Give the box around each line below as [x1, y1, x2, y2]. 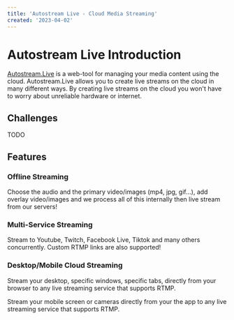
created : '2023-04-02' [7, 17, 73, 24]
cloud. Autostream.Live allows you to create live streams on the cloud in [7, 77, 214, 86]
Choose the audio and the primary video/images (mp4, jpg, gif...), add [7, 188, 208, 196]
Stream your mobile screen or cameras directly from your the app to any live [7, 297, 227, 305]
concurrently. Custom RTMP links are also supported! [7, 243, 161, 252]
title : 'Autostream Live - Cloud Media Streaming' [7, 10, 158, 17]
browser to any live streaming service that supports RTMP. [7, 284, 176, 292]
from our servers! [7, 202, 58, 211]
